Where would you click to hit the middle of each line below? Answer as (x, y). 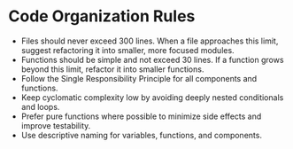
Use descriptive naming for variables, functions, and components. (142, 135)
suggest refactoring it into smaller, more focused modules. (128, 50)
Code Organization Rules (102, 16)
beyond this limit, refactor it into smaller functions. (112, 69)
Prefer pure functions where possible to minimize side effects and (141, 116)
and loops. (40, 106)
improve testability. (56, 125)
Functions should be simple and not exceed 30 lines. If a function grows (152, 59)
